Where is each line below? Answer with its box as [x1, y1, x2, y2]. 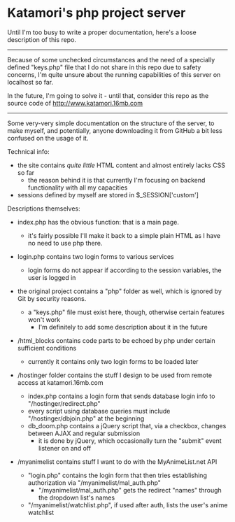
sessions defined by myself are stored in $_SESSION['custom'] [17, 190, 199, 199]
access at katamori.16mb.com [17, 378, 104, 386]
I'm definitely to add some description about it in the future [38, 323, 208, 331]
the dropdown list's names [38, 493, 115, 502]
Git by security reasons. [17, 294, 87, 302]
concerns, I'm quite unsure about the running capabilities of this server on [7, 70, 221, 78]
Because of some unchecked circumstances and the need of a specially [7, 55, 215, 64]
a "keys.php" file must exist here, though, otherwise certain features [27, 308, 225, 316]
